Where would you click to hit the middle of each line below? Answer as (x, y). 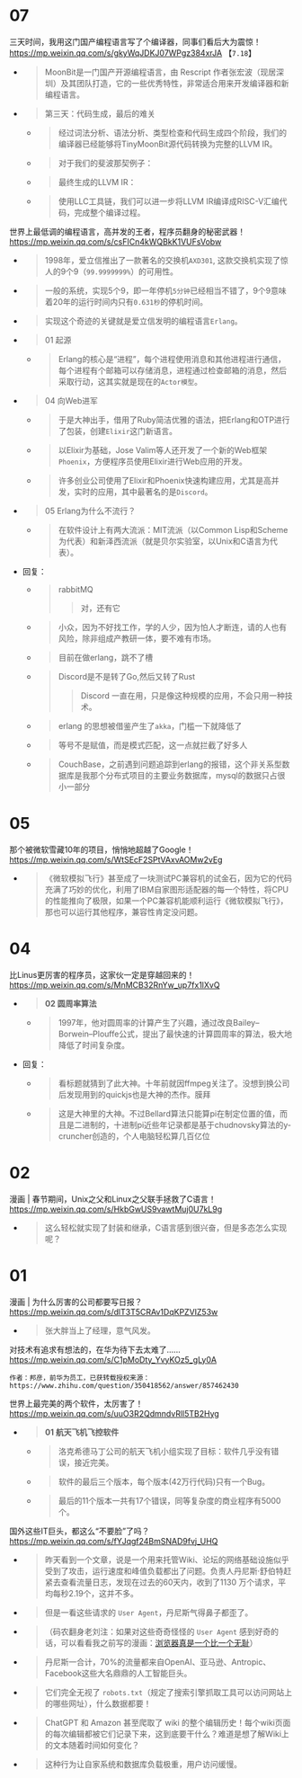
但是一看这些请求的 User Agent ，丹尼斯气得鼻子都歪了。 (149, 1612)
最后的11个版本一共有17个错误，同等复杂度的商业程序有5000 (169, 1500)
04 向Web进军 (71, 400)
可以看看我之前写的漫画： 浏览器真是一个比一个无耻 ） (159, 1642)
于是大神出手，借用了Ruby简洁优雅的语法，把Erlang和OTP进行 (174, 420)
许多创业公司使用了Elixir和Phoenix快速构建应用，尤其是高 (164, 480)
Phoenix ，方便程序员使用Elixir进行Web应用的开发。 (152, 461)
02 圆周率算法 (71, 1003)
